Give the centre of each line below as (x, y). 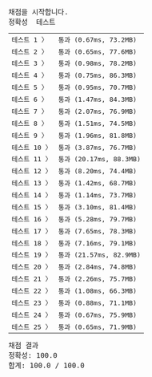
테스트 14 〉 (32, 195)
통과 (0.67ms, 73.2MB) (98, 40)
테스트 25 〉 (32, 327)
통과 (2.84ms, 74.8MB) (98, 267)
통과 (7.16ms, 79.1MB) (98, 243)
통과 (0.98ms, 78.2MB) (98, 64)
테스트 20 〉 (32, 267)
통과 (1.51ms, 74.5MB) (98, 123)
